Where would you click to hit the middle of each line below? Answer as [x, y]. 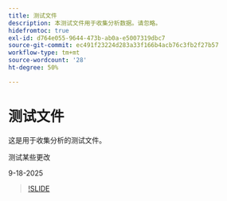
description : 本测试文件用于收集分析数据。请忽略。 [85, 23]
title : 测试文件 [33, 16]
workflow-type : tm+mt [44, 53]
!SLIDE [39, 188]
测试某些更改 [29, 157]
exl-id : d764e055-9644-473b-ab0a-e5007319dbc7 [87, 38]
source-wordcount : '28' [48, 61]
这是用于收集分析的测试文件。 [57, 140]
